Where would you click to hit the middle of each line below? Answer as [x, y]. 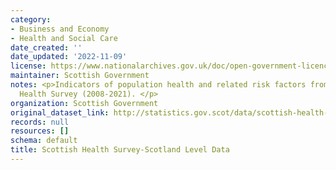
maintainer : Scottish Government [80, 76]
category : [31, 19]
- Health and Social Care [64, 38]
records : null [40, 122]
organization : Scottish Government [84, 103]
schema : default [44, 141]
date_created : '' [46, 47]
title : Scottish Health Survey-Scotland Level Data [120, 150]
